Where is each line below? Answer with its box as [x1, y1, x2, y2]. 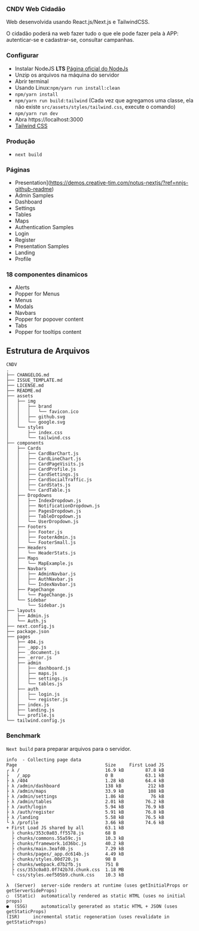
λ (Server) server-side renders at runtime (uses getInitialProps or [6, 882, 188, 889]
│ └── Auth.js [6, 618, 47, 624]
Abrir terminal [14, 77, 49, 85]
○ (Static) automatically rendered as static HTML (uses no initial [6, 893, 186, 899]
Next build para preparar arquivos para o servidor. [6, 745, 131, 752]
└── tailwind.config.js [6, 717, 66, 724]
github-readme [14, 185, 52, 193]
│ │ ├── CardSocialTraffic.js [6, 477, 93, 483]
